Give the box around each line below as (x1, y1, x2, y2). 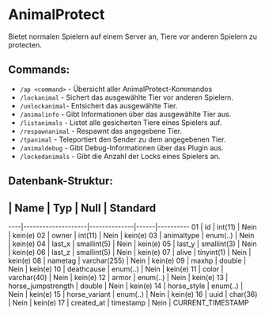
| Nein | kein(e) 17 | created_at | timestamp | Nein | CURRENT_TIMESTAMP (8, 298, 249, 307)
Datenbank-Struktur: (8, 174, 113, 188)
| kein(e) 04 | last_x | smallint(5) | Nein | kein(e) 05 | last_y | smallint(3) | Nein (8, 239, 257, 249)
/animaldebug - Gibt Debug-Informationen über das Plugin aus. (19, 142, 224, 152)
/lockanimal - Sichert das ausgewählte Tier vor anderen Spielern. (19, 93, 233, 102)
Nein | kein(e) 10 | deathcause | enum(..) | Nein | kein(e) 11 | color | (8, 264, 224, 274)
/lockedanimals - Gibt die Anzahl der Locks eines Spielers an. (19, 151, 221, 161)
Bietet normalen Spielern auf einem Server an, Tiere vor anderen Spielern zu (8, 32, 257, 41)
